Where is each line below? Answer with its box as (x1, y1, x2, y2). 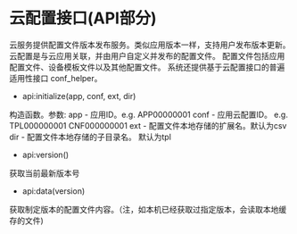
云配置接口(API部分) (9, 8, 158, 29)
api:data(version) (21, 185, 86, 196)
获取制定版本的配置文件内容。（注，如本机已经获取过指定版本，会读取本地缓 (9, 204, 287, 214)
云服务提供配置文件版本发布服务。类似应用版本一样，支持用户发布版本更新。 (9, 39, 291, 50)
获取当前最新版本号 (9, 167, 80, 179)
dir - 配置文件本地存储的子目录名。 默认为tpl (9, 131, 172, 142)
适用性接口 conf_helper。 (9, 72, 103, 83)
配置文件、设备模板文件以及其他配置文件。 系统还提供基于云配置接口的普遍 (9, 62, 285, 72)
